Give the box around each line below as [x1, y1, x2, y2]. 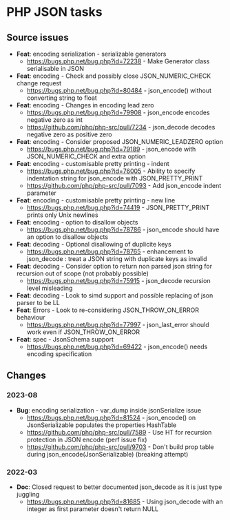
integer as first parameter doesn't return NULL [26, 504, 159, 513]
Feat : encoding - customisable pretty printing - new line [16, 196, 176, 204]
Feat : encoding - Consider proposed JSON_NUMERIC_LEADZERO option [16, 138, 223, 145]
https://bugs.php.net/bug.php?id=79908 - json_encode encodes [26, 108, 211, 116]
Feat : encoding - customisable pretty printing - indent [16, 160, 169, 167]
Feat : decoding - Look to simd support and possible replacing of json [16, 291, 213, 300]
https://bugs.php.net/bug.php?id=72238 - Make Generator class [26, 57, 210, 65]
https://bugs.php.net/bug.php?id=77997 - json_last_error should [26, 321, 209, 329]
